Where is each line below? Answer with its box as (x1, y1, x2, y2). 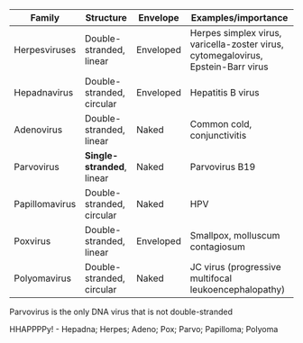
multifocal (189, 272, 233, 284)
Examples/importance (190, 12, 289, 23)
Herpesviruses (14, 44, 77, 56)
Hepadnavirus (14, 86, 74, 98)
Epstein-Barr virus (189, 60, 269, 73)
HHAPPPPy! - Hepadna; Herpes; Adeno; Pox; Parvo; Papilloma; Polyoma (9, 324, 279, 334)
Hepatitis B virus (189, 86, 260, 98)
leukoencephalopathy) (189, 284, 286, 295)
